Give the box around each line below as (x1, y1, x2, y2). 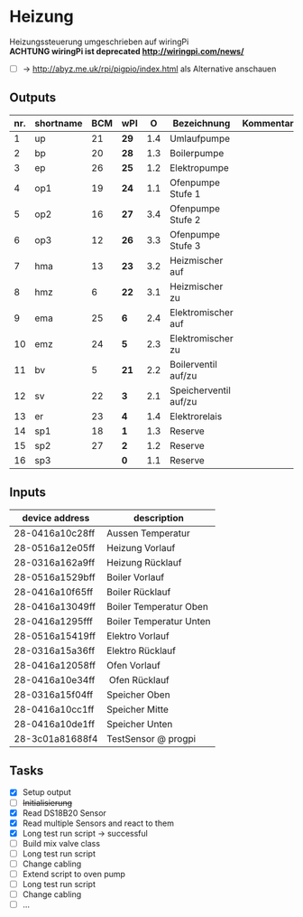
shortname (34, 117, 83, 129)
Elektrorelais (170, 409, 223, 422)
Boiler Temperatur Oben (106, 600, 209, 613)
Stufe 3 (170, 239, 201, 252)
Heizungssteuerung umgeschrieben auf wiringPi (9, 36, 189, 47)
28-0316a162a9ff (14, 556, 96, 568)
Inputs (9, 485, 47, 501)
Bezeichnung (172, 117, 231, 129)
